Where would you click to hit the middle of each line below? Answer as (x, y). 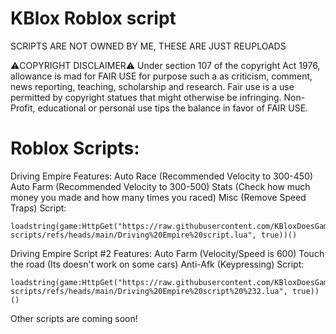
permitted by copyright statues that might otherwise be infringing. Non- (158, 97)
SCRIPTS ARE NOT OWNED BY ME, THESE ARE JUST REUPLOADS (148, 46)
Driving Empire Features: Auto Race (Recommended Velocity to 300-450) (162, 176)
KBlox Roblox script (93, 18)
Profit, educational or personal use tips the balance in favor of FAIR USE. (159, 108)
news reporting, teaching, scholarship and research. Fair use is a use (152, 86)
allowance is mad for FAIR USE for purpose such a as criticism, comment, (161, 76)
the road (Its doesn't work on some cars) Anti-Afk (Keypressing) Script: (157, 264)
